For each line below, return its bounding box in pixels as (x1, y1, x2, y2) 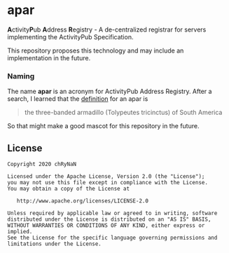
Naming (7, 71, 35, 81)
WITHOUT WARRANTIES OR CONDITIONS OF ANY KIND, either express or (7, 222, 205, 229)
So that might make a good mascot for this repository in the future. (7, 122, 200, 130)
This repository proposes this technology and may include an (7, 46, 184, 55)
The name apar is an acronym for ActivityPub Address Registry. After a (7, 87, 212, 96)
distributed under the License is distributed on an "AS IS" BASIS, (7, 216, 211, 223)
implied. (7, 228, 33, 235)
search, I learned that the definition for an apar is (7, 95, 148, 103)
